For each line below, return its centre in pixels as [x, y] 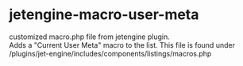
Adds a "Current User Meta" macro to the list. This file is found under [122, 45]
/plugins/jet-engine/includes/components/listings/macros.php [110, 53]
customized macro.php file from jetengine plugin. [89, 37]
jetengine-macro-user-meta [104, 15]
